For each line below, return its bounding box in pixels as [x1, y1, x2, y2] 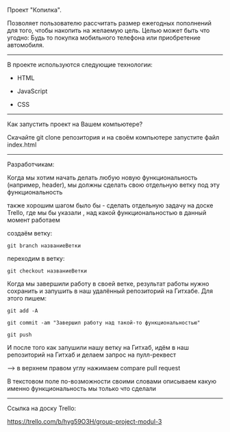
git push [7, 331, 32, 338]
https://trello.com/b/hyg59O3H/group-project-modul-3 [7, 418, 162, 425]
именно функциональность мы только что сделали [7, 385, 156, 392]
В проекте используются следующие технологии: [7, 61, 153, 68]
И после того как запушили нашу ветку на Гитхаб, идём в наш [7, 344, 190, 351]
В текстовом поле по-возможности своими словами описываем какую [7, 377, 217, 385]
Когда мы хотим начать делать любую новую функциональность [7, 174, 198, 181]
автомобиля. [7, 41, 44, 49]
